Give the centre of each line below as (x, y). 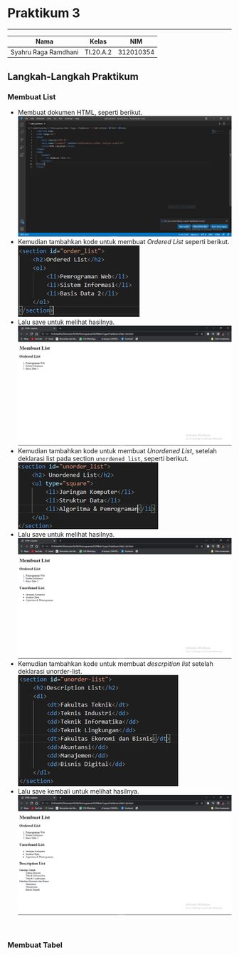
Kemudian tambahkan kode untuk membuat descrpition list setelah (115, 663)
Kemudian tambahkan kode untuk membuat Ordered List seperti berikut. (123, 241)
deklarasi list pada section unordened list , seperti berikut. (103, 459)
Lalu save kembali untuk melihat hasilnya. (78, 791)
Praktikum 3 (44, 13)
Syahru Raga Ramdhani (44, 52)
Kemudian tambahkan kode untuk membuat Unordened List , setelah (117, 451)
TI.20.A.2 (98, 52)
